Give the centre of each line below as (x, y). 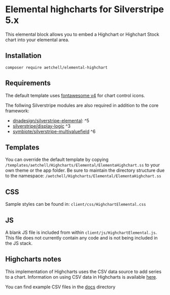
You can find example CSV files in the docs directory (60, 287)
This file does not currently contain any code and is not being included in (82, 238)
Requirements (28, 83)
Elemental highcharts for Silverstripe (84, 9)
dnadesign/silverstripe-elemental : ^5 (51, 120)
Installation (23, 56)
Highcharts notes (33, 259)
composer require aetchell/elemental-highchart (57, 67)
